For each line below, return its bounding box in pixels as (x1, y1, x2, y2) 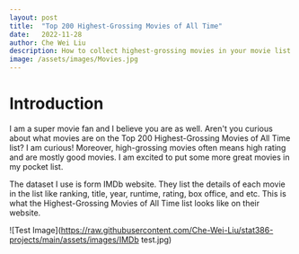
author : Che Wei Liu (9, 38, 87, 48)
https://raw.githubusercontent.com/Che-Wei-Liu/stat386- (60, 224, 274, 235)
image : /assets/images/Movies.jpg (9, 55, 139, 64)
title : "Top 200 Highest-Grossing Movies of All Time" (9, 22, 223, 31)
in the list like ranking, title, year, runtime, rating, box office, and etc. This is (9, 188, 287, 198)
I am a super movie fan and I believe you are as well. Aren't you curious (9, 123, 274, 134)
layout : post (9, 13, 58, 22)
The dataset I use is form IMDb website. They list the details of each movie (9, 179, 286, 189)
